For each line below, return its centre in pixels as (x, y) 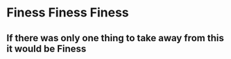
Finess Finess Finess (68, 13)
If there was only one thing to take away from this (115, 38)
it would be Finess (46, 48)
